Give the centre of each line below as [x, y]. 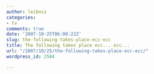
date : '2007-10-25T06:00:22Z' [44, 34]
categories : [21, 17]
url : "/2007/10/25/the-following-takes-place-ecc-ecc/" [77, 51]
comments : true [25, 29]
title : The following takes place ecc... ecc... [68, 46]
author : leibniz [26, 12]
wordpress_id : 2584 [31, 57]
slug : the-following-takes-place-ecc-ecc [59, 40]
